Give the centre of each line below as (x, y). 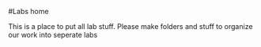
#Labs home (28, 11)
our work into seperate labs (53, 35)
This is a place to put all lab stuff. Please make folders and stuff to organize (130, 26)
